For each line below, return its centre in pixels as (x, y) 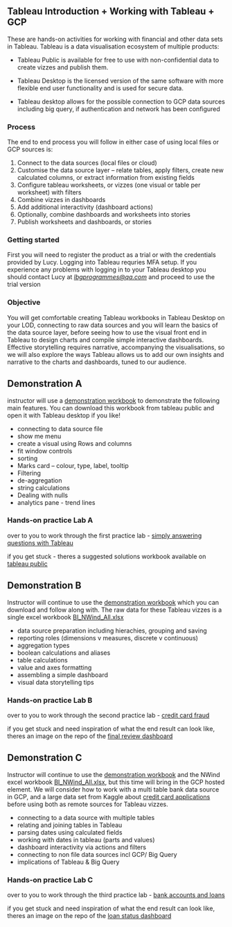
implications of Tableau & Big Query (68, 862)
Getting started (34, 240)
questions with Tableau (41, 543)
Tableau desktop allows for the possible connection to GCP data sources (121, 101)
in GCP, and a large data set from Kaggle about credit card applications (109, 796)
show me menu (39, 436)
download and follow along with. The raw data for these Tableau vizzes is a (115, 610)
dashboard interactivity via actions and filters (82, 847)
